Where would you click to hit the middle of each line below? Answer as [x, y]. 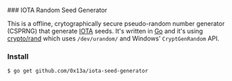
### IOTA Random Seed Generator [57, 10]
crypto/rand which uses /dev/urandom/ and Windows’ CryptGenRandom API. [114, 38]
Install [18, 57]
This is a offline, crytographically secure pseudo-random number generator [116, 23]
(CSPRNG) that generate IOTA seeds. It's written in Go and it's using [105, 31]
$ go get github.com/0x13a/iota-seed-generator [78, 71]
